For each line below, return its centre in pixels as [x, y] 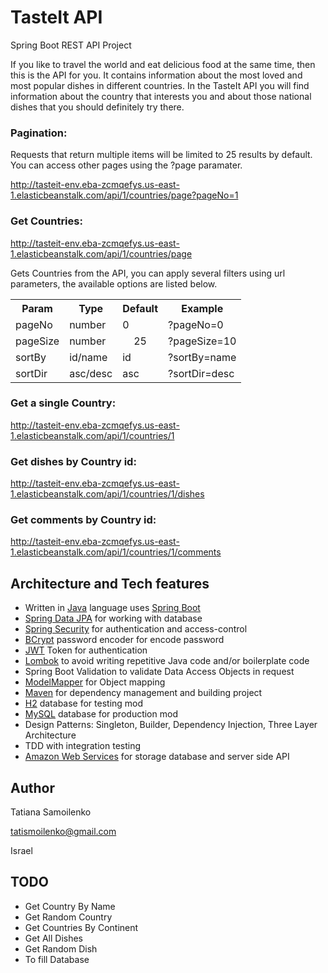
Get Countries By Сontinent [81, 927]
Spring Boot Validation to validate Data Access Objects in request [159, 672]
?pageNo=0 [196, 324]
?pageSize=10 [202, 341]
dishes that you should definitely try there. [97, 107]
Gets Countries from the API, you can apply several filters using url [148, 273]
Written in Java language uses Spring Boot [112, 608]
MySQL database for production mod [101, 714]
